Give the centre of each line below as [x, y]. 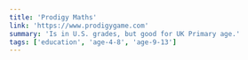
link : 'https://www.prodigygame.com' [79, 26]
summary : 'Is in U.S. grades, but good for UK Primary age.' [125, 34]
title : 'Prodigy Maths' [53, 17]
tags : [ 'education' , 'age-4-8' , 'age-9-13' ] [93, 42]
